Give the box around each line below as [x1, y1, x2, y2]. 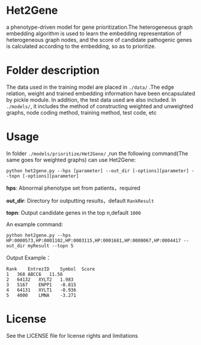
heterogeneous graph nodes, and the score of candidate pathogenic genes [6, 36, 192, 43]
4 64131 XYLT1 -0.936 [6, 287, 77, 293]
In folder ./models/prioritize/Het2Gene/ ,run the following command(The [6, 149, 188, 157]
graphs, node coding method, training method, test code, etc [6, 109, 157, 116]
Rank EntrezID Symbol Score [6, 266, 95, 272]
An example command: [6, 220, 64, 228]
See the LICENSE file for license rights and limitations [6, 332, 138, 339]
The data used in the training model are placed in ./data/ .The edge [6, 83, 175, 91]
